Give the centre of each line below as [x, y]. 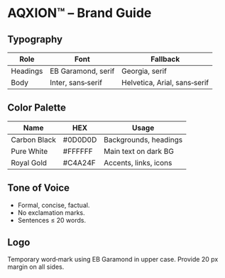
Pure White [29, 151]
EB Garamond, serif [82, 71]
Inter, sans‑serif [76, 83]
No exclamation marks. [51, 212]
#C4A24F [79, 162]
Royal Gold [29, 162]
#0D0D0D [80, 140]
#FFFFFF [78, 151]
